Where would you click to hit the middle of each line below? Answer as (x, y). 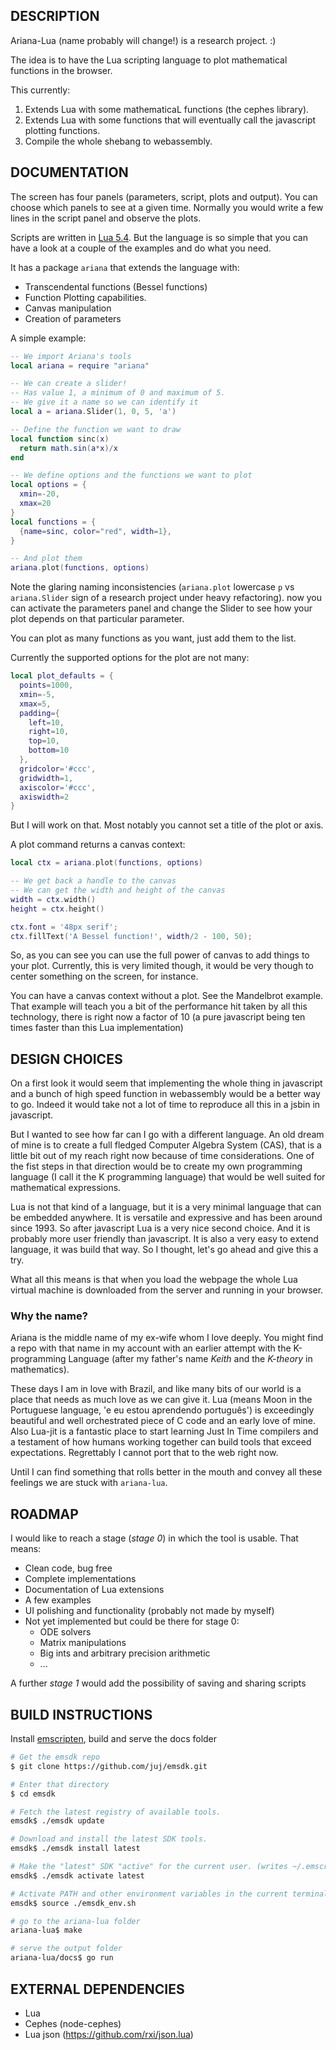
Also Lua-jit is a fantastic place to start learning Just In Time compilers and (164, 1431)
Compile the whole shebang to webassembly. (118, 141)
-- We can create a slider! (69, 384)
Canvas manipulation (68, 308)
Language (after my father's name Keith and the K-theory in (190, 1359)
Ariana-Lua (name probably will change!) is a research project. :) (143, 40)
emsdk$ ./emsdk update (57, 1821)
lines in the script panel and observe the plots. (106, 218)
